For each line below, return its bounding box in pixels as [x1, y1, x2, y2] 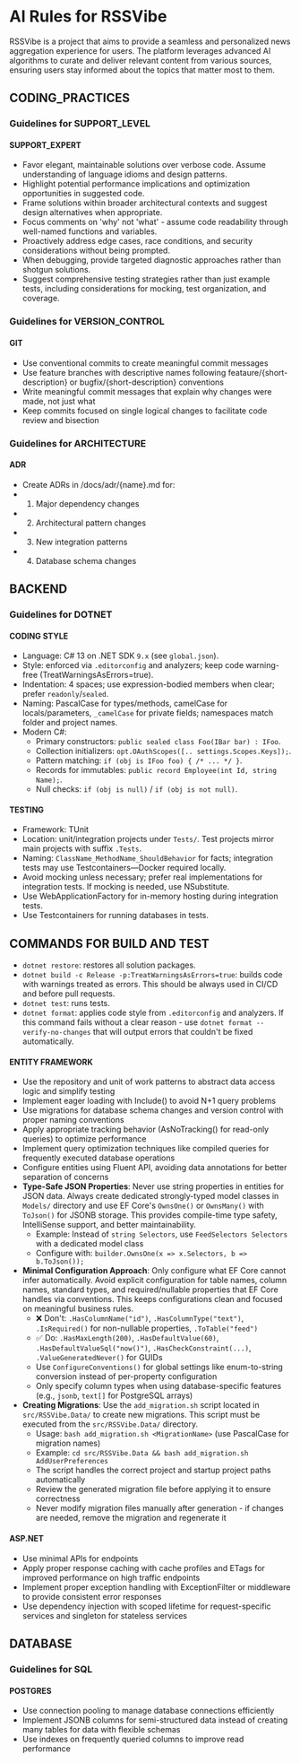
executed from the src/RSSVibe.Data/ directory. [21, 1419, 199, 1429]
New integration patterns [35, 536, 128, 547]
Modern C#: [21, 726, 67, 737]
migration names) [35, 1437, 101, 1449]
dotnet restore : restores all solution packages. [21, 960, 196, 970]
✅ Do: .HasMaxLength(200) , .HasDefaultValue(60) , [35, 1333, 219, 1343]
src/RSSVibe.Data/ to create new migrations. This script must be [21, 1410, 261, 1420]
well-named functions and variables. [21, 226, 158, 237]
